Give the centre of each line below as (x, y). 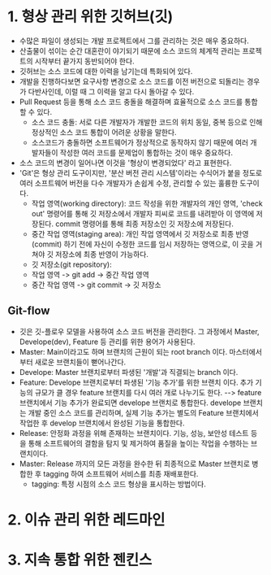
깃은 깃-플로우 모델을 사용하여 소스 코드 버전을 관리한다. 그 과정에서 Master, (140, 331)
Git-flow (29, 311)
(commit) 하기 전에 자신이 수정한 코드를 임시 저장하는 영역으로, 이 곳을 (142, 244)
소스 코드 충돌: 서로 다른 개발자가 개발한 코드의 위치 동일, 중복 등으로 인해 (147, 122)
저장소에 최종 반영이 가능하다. (102, 254)
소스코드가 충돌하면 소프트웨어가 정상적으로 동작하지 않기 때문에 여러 (140, 142)
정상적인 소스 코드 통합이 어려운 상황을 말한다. (104, 132)
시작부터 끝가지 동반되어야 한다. (84, 61)
